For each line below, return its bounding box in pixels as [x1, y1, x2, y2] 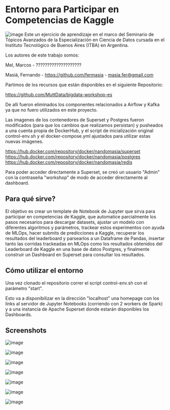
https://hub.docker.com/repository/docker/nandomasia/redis [5, 159, 132, 165]
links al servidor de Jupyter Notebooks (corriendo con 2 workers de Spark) [5, 300, 163, 306]
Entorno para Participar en [5, 4, 119, 15]
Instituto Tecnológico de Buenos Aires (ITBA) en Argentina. [5, 42, 129, 48]
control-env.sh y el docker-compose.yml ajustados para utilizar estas [5, 133, 151, 139]
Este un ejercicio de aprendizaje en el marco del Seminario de [24, 31, 154, 37]
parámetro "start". [5, 285, 43, 291]
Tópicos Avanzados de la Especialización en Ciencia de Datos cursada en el [5, 37, 165, 43]
